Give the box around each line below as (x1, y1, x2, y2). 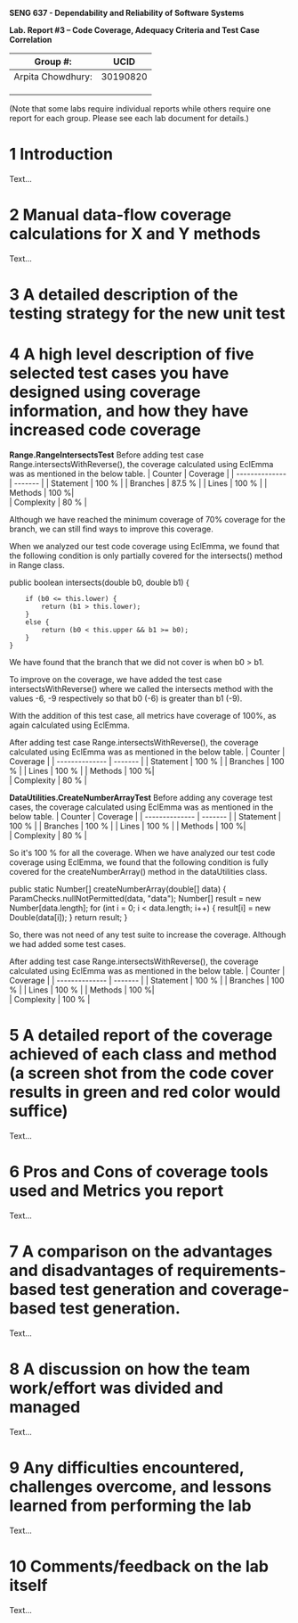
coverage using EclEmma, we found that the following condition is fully (9, 857, 269, 868)
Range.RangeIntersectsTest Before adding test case (9, 449, 205, 460)
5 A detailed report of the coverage (9, 1026, 273, 1046)
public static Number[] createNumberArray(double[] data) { (9, 884, 227, 894)
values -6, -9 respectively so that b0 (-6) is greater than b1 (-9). (9, 693, 243, 704)
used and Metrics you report (9, 1181, 224, 1201)
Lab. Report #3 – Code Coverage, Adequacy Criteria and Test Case (9, 25, 260, 35)
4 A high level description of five (9, 344, 255, 365)
